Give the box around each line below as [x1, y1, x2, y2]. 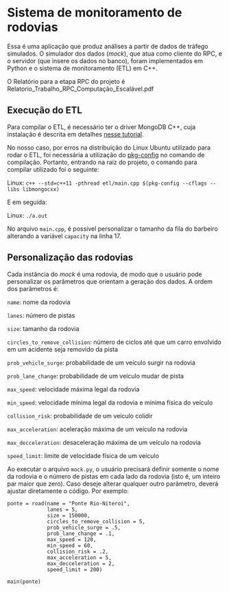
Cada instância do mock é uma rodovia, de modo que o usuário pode [7, 270, 202, 278]
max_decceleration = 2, [47, 560, 115, 567]
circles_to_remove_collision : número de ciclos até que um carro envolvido [7, 338, 221, 346]
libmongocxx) [22, 185, 60, 193]
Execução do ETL [7, 104, 82, 116]
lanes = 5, [47, 506, 78, 513]
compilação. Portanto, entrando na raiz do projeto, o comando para [7, 158, 197, 166]
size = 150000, [47, 512, 91, 519]
